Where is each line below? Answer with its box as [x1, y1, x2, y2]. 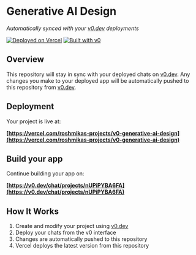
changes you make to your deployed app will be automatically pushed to [6, 77, 189, 84]
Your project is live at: [6, 118, 61, 125]
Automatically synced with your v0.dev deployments [6, 25, 139, 32]
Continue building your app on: [6, 170, 85, 177]
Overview [6, 54, 45, 65]
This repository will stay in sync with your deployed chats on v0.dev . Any [6, 70, 190, 78]
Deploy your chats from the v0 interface [15, 229, 116, 237]
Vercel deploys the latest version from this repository [15, 242, 149, 249]
